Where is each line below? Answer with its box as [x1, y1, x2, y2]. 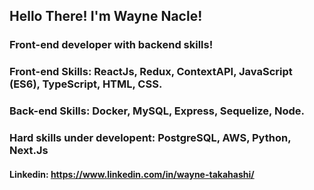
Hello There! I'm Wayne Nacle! [9, 8, 203, 25]
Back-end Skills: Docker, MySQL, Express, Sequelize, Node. [9, 104, 305, 118]
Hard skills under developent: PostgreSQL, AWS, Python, [9, 131, 292, 145]
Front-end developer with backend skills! [9, 38, 214, 52]
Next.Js [9, 144, 49, 158]
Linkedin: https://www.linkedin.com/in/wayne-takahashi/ [9, 168, 255, 180]
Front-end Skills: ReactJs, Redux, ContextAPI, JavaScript [9, 65, 293, 79]
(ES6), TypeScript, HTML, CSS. [9, 77, 163, 91]
